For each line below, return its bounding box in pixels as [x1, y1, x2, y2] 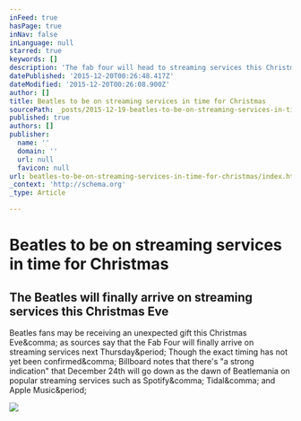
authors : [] [9, 122, 54, 131]
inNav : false [9, 30, 58, 39]
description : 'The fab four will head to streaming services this [9, 64, 262, 73]
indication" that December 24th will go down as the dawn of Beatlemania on [9, 365, 291, 376]
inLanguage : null [9, 38, 74, 48]
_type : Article [9, 189, 66, 197]
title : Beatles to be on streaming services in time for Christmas [9, 96, 267, 106]
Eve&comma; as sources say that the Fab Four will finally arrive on [9, 338, 254, 347]
